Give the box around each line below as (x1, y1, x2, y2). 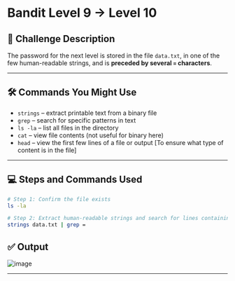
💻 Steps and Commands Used (7, 174, 143, 186)
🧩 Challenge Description (7, 33, 115, 45)
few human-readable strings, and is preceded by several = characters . (7, 59, 212, 67)
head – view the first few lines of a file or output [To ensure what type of (17, 138, 224, 146)
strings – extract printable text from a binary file (17, 109, 157, 117)
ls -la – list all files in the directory (17, 123, 119, 132)
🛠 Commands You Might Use (7, 86, 137, 99)
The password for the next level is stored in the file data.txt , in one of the (7, 51, 220, 60)
